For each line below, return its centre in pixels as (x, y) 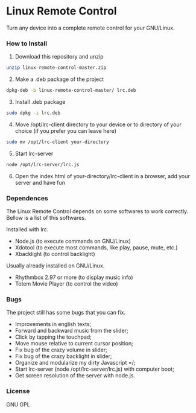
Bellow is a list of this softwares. (46, 217)
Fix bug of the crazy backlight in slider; (63, 356)
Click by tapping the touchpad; (53, 337)
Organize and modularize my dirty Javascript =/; (75, 363)
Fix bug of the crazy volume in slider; (61, 350)
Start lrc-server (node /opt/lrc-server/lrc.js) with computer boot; (95, 369)
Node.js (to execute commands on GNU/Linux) (73, 241)
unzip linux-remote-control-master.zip (56, 68)
